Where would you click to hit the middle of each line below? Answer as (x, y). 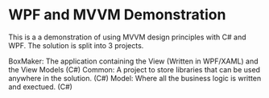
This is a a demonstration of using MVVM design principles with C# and (127, 37)
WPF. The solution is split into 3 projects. (76, 45)
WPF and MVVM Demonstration (117, 15)
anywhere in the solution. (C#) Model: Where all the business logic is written (135, 78)
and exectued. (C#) (40, 87)
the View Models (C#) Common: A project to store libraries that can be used (134, 69)
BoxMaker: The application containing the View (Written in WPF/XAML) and (134, 61)
